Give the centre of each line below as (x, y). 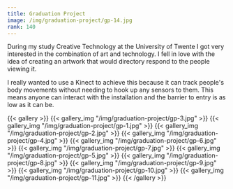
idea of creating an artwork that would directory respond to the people (109, 62)
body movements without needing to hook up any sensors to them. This (111, 90)
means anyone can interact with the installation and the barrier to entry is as (116, 97)
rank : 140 (22, 27)
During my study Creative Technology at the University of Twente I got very (116, 47)
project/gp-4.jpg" (32, 141)
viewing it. (22, 69)
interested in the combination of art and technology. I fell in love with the (111, 54)
